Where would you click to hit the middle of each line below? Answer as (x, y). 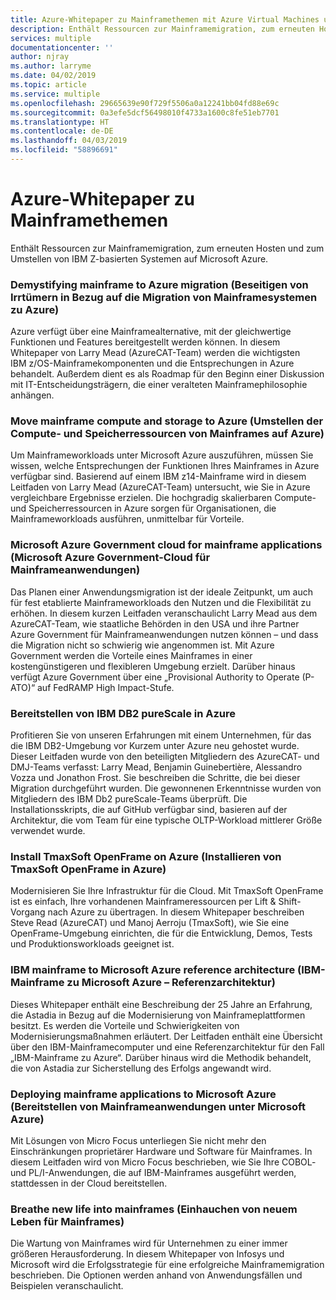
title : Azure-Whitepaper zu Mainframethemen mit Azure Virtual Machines (165, 19)
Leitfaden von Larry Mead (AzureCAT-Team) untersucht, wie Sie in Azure (160, 487)
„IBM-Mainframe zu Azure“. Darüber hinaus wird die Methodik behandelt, (161, 1057)
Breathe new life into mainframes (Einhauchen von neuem (154, 1209)
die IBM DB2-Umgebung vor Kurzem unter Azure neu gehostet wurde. (155, 745)
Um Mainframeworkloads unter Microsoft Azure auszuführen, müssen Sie (162, 455)
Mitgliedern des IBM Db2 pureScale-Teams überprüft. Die (129, 799)
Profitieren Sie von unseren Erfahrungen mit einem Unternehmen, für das (161, 735)
